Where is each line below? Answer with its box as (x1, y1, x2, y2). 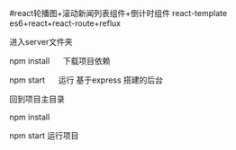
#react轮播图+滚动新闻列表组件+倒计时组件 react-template (9, 8, 228, 18)
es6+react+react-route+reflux (9, 18, 122, 29)
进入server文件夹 (9, 37, 74, 47)
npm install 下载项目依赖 (9, 56, 111, 66)
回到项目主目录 (9, 93, 65, 104)
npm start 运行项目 (9, 130, 79, 141)
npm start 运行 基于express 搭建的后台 (9, 75, 164, 85)
